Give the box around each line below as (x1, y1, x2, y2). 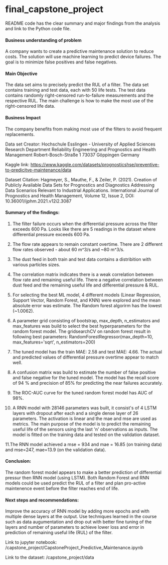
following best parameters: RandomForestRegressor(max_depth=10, (12, 333, 153, 339)
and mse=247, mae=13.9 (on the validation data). (5, 447, 106, 453)
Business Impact (5, 114, 41, 120)
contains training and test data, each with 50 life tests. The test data (5, 87, 146, 93)
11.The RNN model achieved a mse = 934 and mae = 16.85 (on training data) (5, 441, 162, 447)
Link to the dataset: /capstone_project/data (5, 554, 94, 560)
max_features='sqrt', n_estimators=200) (12, 339, 96, 345)
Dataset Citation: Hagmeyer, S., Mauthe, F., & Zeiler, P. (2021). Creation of (5, 176, 157, 182)
